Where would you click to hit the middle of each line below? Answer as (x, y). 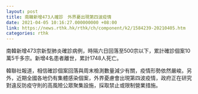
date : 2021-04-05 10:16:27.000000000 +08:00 (62, 22)
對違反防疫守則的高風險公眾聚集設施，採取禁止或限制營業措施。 (83, 85)
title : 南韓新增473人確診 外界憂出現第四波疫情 (59, 17)
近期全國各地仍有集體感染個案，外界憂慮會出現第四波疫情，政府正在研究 (104, 78)
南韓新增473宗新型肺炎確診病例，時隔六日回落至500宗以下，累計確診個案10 (98, 51)
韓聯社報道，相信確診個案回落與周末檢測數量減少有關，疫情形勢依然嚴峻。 (96, 70)
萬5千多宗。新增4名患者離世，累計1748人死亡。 (64, 58)
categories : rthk (27, 33)
